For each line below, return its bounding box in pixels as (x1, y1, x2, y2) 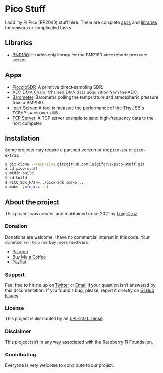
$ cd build (5, 175, 27, 180)
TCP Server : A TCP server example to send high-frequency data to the (12, 115, 154, 121)
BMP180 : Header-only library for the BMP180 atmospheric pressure (12, 52, 147, 57)
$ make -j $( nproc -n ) (5, 184, 49, 189)
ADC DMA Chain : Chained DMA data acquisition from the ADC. (12, 89, 139, 95)
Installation (5, 134, 40, 142)
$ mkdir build (5, 171, 34, 176)
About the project (5, 198, 60, 206)
